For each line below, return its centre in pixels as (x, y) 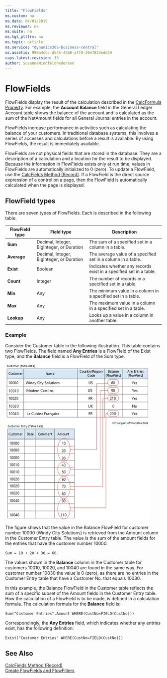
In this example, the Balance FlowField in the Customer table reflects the (79, 588)
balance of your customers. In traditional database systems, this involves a (82, 133)
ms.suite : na (19, 32)
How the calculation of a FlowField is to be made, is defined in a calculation (82, 599)
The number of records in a (117, 278)
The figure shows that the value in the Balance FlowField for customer (77, 528)
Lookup (15, 318)
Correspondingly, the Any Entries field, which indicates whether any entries (83, 623)
